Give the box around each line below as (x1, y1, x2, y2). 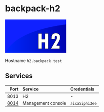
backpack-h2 (5, 3, 61, 14)
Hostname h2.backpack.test (5, 57, 62, 64)
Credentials (70, 86, 95, 92)
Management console (22, 100, 66, 106)
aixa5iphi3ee (70, 101, 97, 106)
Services (5, 72, 33, 80)
